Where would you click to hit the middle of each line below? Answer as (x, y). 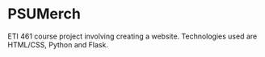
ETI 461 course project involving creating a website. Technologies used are (132, 36)
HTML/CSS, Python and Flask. (58, 44)
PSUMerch (44, 14)
